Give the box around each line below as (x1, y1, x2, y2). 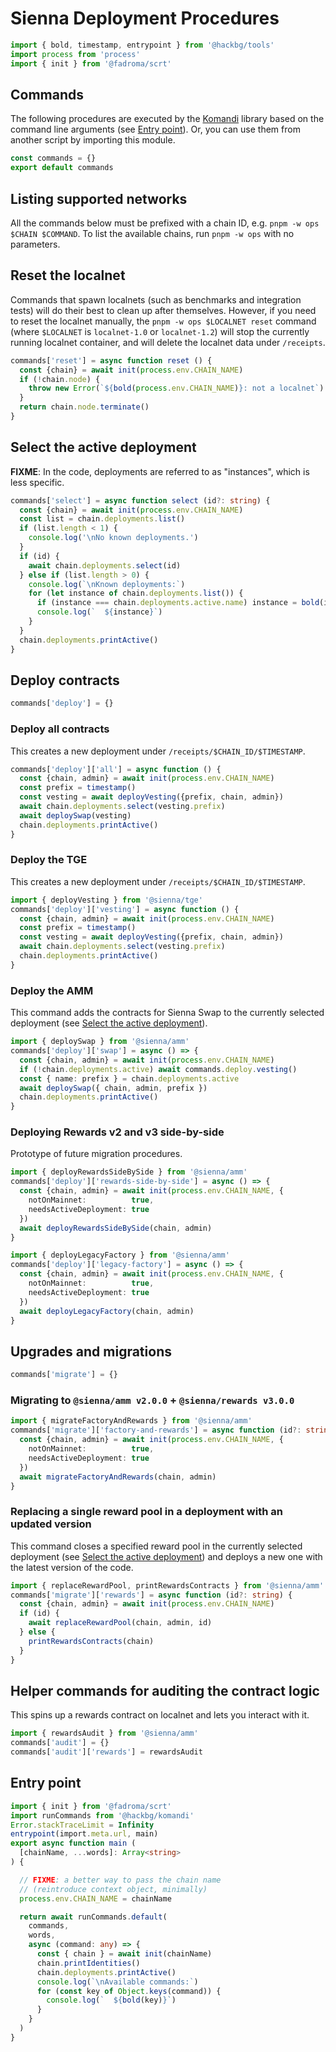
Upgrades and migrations (10, 1343, 172, 1360)
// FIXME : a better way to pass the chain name (19, 1875, 222, 1885)
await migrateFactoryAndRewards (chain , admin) (19, 1472, 217, 1482)
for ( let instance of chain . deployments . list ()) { (28, 588, 244, 599)
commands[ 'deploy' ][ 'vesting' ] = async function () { (10, 904, 240, 914)
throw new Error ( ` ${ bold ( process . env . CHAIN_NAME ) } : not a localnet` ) (28, 383, 325, 394)
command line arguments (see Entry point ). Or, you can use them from (10, 123, 301, 136)
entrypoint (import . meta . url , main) (10, 1829, 159, 1839)
